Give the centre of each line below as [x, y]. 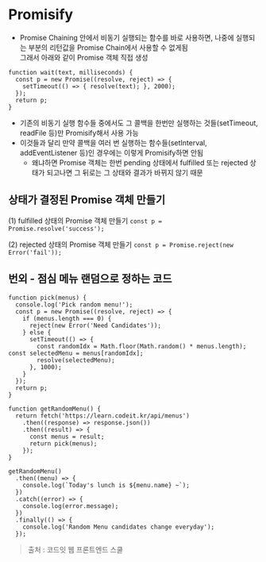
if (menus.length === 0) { [67, 318]
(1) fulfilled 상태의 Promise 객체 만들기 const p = [85, 221]
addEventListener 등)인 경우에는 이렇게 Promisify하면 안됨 [112, 152]
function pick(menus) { [48, 298]
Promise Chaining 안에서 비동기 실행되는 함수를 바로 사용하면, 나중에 [127, 37]
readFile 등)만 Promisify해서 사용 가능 [79, 133]
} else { [37, 332]
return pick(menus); [63, 443]
